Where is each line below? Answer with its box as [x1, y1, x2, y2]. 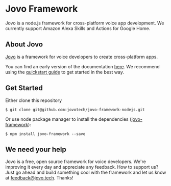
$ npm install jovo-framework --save [5, 131, 86, 137]
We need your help [5, 145, 66, 153]
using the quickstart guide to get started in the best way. [5, 69, 124, 75]
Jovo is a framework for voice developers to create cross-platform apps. [5, 54, 158, 60]
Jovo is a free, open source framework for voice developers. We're [5, 158, 146, 165]
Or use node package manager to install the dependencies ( [5, 116, 132, 122]
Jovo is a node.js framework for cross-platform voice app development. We [5, 20, 164, 26]
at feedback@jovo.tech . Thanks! [5, 175, 74, 181]
